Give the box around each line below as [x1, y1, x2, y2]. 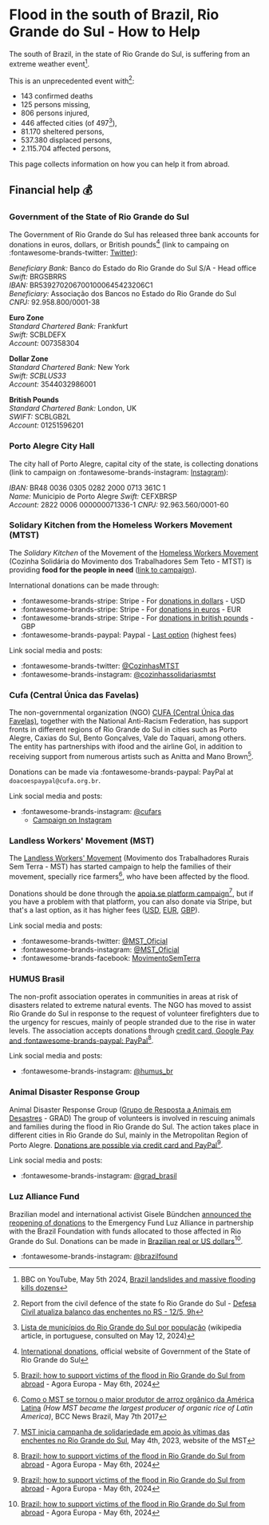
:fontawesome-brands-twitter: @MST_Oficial [20, 937, 168, 946]
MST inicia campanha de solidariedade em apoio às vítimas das [20, 1427, 231, 1437]
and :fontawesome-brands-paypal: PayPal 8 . [9, 1034, 154, 1045]
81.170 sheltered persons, [20, 126, 105, 136]
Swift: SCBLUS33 [9, 371, 67, 381]
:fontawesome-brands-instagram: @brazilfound [20, 1251, 178, 1262]
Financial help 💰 [9, 183, 93, 197]
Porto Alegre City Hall [9, 440, 95, 451]
